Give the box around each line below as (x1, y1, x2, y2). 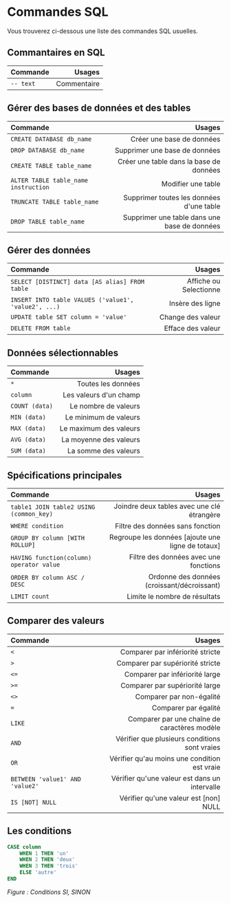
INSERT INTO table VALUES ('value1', (10, 296, 134, 304)
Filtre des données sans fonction (114, 521, 221, 530)
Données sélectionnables (7, 347, 119, 358)
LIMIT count (10, 593, 50, 600)
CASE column (7, 843, 41, 850)
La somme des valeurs (67, 446, 141, 456)
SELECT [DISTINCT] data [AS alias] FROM (10, 278, 144, 286)
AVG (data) (10, 436, 46, 444)
